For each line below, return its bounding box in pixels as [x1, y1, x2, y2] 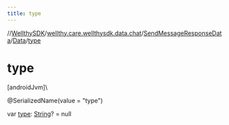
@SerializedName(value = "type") [7, 96, 103, 104]
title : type [7, 10, 41, 17]
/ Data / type [10, 36, 41, 45]
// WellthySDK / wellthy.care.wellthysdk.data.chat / [7, 29, 144, 37]
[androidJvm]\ [7, 83, 48, 91]
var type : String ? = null [7, 109, 72, 117]
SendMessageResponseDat [143, 29, 222, 37]
